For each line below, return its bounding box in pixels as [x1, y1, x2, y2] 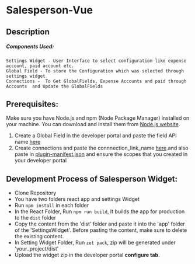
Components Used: [6, 43, 54, 50]
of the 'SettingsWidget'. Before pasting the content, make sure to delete [14, 227, 187, 234]
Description [6, 27, 50, 37]
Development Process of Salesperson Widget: [6, 173, 178, 184]
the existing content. [14, 233, 64, 240]
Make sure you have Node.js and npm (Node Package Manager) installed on [6, 114, 190, 121]
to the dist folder [14, 214, 57, 221]
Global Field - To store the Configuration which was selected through [6, 68, 184, 74]
